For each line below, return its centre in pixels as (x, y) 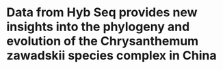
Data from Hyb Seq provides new (102, 13)
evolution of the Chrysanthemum (103, 41)
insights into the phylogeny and (98, 27)
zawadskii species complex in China (112, 56)
